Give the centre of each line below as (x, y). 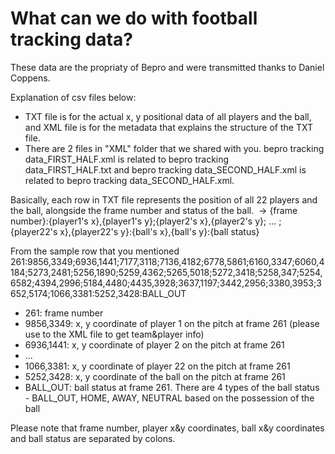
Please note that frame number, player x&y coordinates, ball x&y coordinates (167, 428)
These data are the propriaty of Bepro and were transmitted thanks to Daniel (167, 67)
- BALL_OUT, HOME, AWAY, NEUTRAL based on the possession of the (169, 398)
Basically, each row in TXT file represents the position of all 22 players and (164, 199)
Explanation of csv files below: (73, 97)
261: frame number (64, 313)
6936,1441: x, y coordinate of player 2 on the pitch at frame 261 (154, 344)
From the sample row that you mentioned (95, 251)
